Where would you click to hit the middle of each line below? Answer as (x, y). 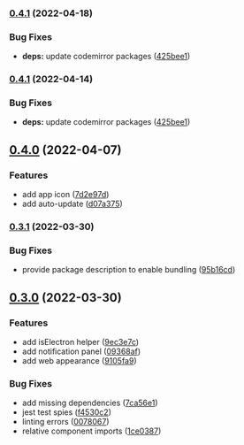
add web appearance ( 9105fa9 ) (79, 361)
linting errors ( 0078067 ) (65, 422)
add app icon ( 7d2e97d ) (65, 195)
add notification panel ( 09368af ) (81, 351)
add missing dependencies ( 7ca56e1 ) (90, 403)
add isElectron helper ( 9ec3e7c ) (80, 342)
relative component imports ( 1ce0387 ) (91, 431)
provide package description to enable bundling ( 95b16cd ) (129, 270)
